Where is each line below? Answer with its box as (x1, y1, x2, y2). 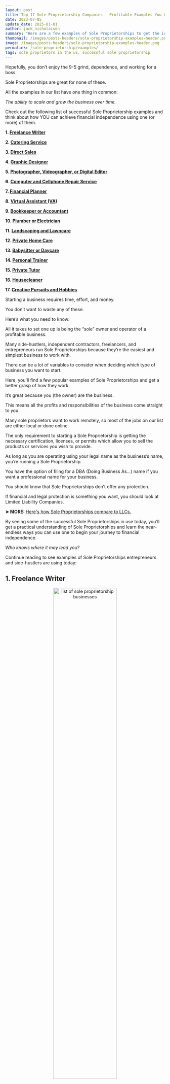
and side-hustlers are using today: (5, 559, 77, 566)
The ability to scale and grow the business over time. (5, 98, 116, 105)
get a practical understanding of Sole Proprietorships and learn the (5, 524, 145, 530)
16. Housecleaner (5, 277, 43, 283)
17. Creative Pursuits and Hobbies (5, 286, 77, 292)
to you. (5, 407, 20, 414)
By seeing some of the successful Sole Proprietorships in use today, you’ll (5, 518, 160, 524)
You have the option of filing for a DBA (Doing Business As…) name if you (5, 468, 158, 475)
